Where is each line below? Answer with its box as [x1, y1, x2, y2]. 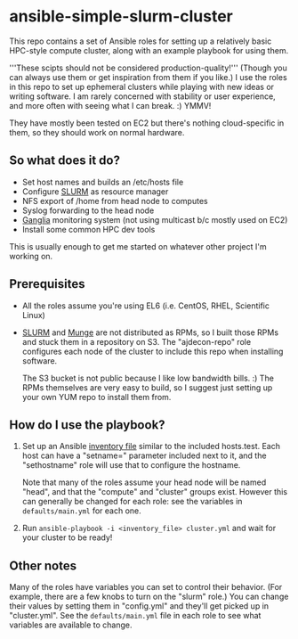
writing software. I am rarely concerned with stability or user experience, [9, 91, 276, 102]
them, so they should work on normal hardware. [9, 127, 185, 137]
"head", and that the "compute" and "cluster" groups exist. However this [21, 487, 287, 497]
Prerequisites [9, 276, 85, 291]
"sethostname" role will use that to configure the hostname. [21, 460, 241, 471]
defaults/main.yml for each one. [21, 505, 142, 516]
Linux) [21, 309, 46, 320]
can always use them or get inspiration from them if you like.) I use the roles [9, 71, 287, 82]
